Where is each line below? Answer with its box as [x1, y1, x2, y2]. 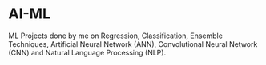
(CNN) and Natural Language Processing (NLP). [8, 48, 167, 57]
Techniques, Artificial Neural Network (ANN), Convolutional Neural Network [8, 39, 258, 48]
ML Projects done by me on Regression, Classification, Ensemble [8, 31, 223, 40]
